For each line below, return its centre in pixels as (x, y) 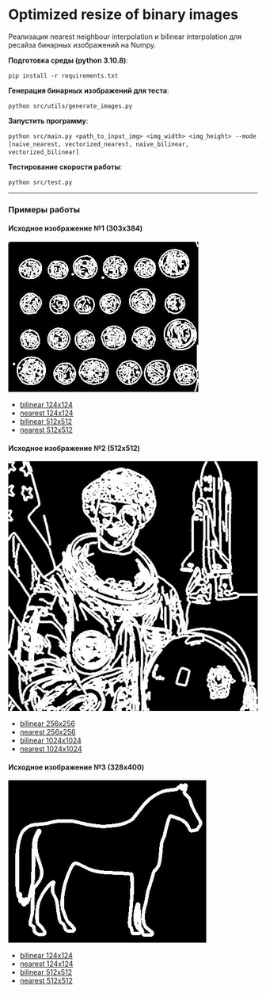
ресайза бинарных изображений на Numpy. (82, 44)
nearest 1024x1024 (51, 749)
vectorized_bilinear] (44, 152)
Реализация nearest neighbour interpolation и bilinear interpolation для (125, 36)
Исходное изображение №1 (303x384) (76, 228)
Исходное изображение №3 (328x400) (76, 767)
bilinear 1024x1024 (50, 741)
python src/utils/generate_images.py (70, 106)
